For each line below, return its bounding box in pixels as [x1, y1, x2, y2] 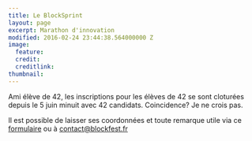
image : [8, 41, 30, 49]
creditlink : [15, 63, 55, 71]
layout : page [8, 19, 51, 27]
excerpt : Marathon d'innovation [8, 26, 115, 34]
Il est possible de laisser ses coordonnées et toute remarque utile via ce [8, 115, 243, 124]
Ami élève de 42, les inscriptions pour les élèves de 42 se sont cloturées [8, 91, 245, 101]
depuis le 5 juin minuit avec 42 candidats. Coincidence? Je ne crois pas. [8, 100, 243, 109]
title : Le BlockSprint [8, 11, 83, 20]
